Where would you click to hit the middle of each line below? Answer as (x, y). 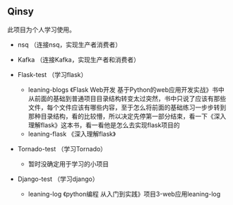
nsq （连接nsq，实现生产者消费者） (70, 45)
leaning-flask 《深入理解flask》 (72, 134)
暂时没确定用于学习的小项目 (68, 164)
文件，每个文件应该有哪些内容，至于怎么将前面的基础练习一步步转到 (127, 107)
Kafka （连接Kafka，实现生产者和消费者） (78, 59)
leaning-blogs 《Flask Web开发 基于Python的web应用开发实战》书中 (126, 89)
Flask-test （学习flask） (52, 74)
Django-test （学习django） (58, 179)
